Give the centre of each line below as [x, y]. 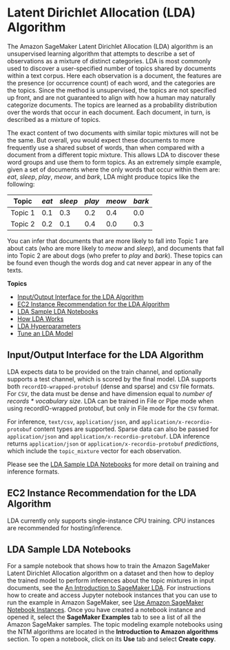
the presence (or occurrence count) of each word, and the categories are [111, 83]
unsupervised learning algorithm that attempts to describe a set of [101, 54]
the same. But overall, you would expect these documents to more [101, 140]
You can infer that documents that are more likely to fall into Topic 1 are [108, 241]
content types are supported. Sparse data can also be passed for [126, 429]
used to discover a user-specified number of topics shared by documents [112, 68]
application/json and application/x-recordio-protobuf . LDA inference [108, 436]
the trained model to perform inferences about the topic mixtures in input [111, 580]
